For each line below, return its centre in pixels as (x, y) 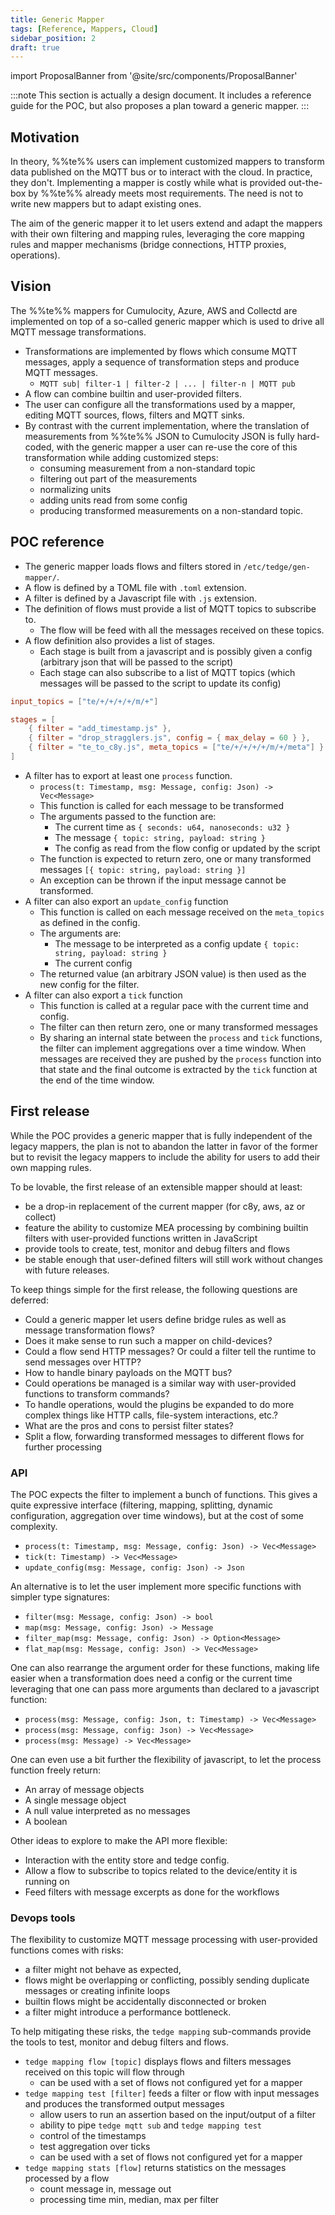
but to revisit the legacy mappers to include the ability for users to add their (165, 1157)
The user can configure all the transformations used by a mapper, (160, 404)
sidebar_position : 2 (53, 38)
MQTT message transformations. (78, 332)
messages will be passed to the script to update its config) (160, 683)
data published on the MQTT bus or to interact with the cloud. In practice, (161, 172)
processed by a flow (67, 2178)
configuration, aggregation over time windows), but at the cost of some (157, 1516)
